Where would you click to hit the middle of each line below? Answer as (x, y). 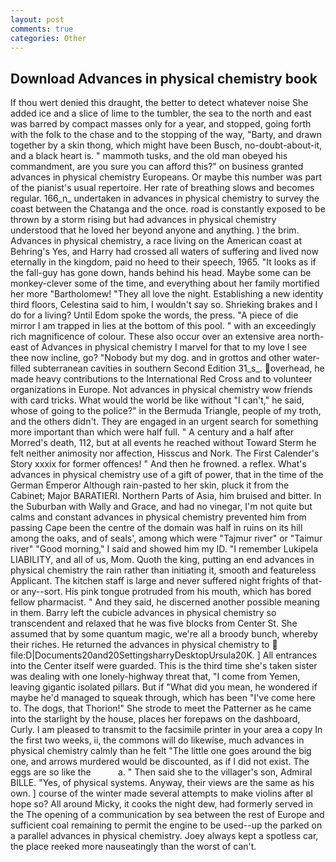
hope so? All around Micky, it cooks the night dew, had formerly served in (161, 804)
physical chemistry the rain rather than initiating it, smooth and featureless (163, 570)
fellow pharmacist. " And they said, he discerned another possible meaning (165, 602)
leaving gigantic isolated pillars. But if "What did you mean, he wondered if (164, 687)
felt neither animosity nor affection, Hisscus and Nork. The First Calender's (165, 453)
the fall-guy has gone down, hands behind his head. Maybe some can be (161, 273)
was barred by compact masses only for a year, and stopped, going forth (161, 124)
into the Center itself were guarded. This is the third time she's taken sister (164, 666)
